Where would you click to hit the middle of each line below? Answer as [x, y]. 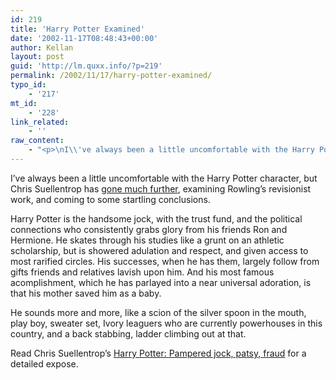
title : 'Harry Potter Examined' [77, 29]
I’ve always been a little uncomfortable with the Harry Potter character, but [164, 178]
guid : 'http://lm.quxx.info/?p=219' [86, 66]
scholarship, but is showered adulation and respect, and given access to [159, 250]
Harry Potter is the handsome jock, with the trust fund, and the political [156, 218]
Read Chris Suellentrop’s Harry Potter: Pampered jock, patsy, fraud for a [158, 353]
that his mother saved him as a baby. [86, 293]
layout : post [37, 57]
